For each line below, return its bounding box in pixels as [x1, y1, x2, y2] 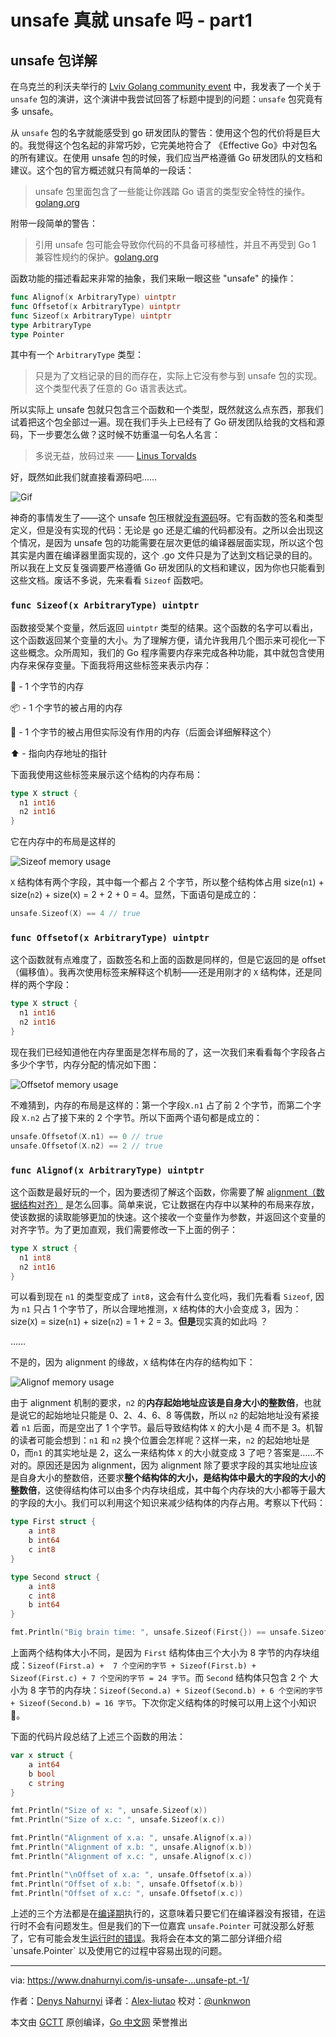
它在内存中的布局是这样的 [10, 836, 116, 848]
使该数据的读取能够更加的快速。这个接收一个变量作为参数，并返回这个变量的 [10, 1211, 326, 1223]
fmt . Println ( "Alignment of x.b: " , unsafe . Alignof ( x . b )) [10, 1842, 253, 1853]
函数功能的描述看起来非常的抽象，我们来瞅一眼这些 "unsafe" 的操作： [10, 272, 297, 284]
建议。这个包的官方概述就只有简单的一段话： [10, 164, 195, 176]
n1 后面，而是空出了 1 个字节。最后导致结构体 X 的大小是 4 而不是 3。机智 [21, 1422, 324, 1434]
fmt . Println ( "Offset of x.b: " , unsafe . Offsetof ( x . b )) [10, 1879, 244, 1889]
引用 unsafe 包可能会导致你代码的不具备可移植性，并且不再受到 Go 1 [34, 239, 317, 250]
